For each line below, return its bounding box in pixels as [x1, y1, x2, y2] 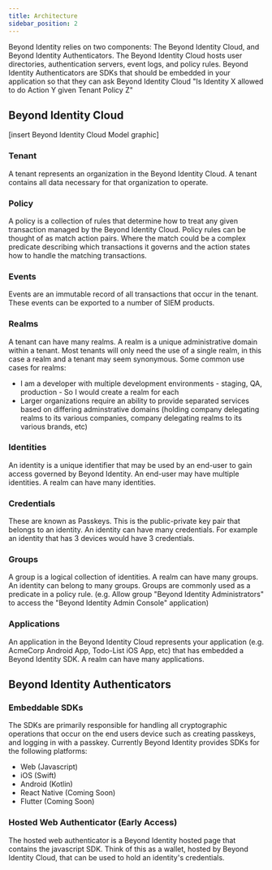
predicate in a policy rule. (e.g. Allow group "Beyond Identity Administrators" [8, 590, 264, 599]
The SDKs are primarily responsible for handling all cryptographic [8, 721, 227, 730]
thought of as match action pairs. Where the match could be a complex [8, 233, 246, 243]
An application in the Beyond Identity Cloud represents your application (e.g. [8, 637, 264, 647]
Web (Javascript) [19, 762, 79, 772]
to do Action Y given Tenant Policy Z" [8, 84, 134, 94]
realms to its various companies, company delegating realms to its [19, 413, 242, 422]
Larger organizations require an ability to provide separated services [19, 396, 250, 405]
